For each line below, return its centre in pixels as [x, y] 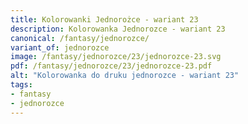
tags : [21, 85]
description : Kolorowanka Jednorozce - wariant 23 [118, 29]
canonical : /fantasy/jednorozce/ [80, 38]
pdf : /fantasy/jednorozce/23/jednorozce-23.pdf [111, 66]
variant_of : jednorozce [60, 47]
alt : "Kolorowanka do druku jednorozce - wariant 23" [125, 76]
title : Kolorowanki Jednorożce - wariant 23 [104, 19]
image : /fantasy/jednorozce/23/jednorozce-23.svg [116, 57]
